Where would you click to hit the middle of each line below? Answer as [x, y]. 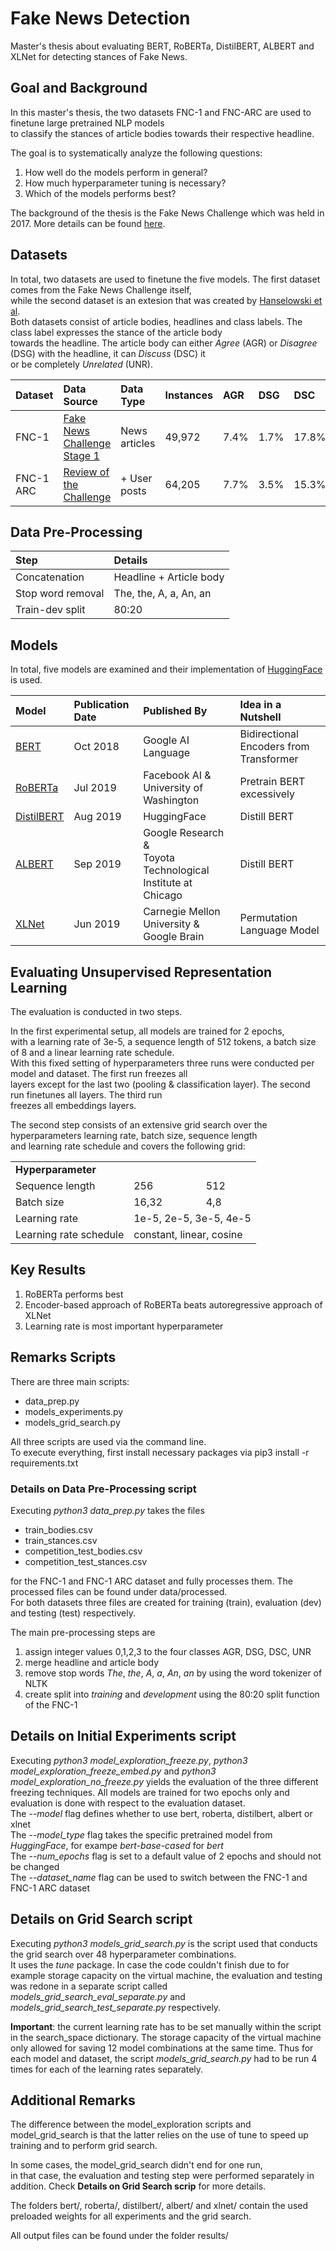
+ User [136, 478]
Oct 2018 [96, 747]
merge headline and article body [92, 1662]
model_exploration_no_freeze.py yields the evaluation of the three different [164, 1781]
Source [80, 401]
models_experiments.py [74, 1411]
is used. [26, 680]
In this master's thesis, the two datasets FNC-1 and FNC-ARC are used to [161, 112]
